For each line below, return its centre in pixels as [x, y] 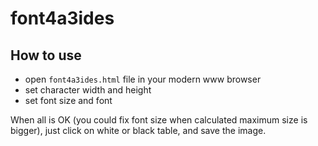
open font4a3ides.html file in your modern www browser [143, 79]
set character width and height [88, 90]
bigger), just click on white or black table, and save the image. [138, 130]
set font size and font [68, 100]
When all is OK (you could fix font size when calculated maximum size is [159, 120]
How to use [46, 55]
